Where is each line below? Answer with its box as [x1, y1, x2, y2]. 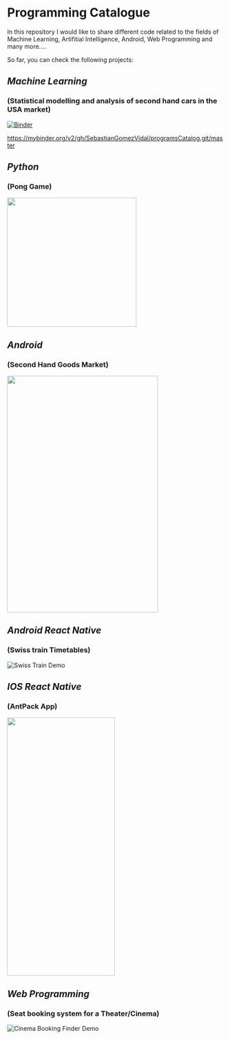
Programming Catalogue [7, 5, 150, 21]
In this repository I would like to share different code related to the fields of [7, 28, 219, 36]
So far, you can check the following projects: [7, 55, 134, 63]
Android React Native [7, 625, 102, 636]
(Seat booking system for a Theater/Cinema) [7, 1009, 160, 1018]
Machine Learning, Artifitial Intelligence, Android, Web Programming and [7, 34, 213, 43]
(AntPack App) [7, 702, 58, 711]
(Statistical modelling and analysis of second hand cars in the [7, 96, 218, 106]
